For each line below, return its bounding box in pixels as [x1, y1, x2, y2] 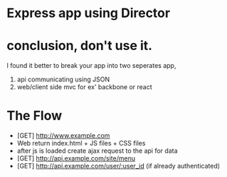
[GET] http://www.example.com [16, 131, 110, 140]
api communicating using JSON [16, 75, 110, 84]
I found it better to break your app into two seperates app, [6, 61, 176, 70]
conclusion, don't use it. [6, 38, 153, 54]
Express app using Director [6, 5, 171, 21]
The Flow [6, 108, 63, 124]
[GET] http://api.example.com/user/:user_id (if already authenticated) [16, 162, 221, 171]
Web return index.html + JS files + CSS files [16, 139, 146, 148]
